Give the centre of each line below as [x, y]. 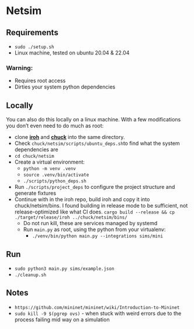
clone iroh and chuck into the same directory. [70, 137]
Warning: [20, 67]
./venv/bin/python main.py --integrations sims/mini [98, 236]
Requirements [32, 33]
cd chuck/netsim [34, 157]
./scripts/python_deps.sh [55, 181]
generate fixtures [35, 193]
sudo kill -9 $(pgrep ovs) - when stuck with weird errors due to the [98, 313]
